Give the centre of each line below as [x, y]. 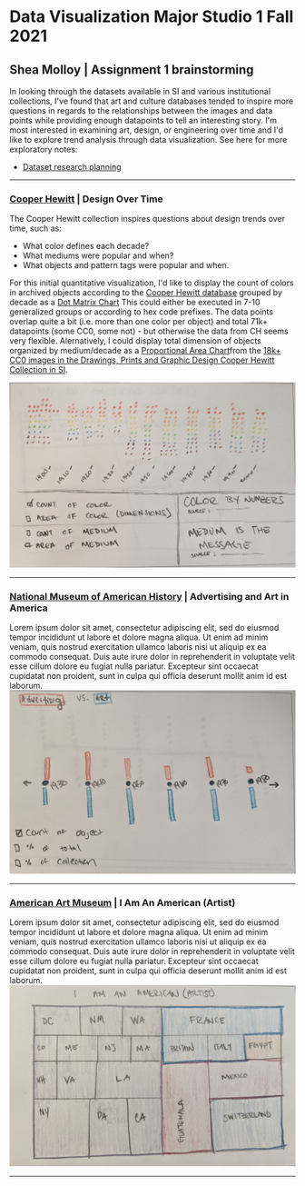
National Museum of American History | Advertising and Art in [149, 596]
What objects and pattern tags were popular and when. [126, 265]
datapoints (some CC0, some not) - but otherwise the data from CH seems [149, 331]
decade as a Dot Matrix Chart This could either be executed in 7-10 [135, 303]
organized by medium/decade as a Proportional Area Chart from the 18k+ [145, 351]
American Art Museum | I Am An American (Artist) [123, 902]
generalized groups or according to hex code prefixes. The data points [142, 312]
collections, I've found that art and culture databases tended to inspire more [152, 101]
